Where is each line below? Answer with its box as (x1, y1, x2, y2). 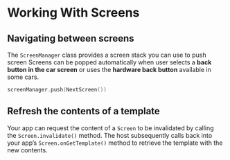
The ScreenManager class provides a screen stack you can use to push (7, 51, 206, 59)
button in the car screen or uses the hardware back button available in (7, 66, 211, 73)
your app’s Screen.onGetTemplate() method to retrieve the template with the (7, 139, 223, 147)
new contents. (7, 145, 48, 154)
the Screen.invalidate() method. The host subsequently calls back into (7, 131, 213, 139)
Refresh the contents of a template (7, 105, 161, 117)
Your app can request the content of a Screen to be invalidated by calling (7, 123, 214, 132)
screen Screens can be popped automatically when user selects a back (7, 58, 212, 66)
